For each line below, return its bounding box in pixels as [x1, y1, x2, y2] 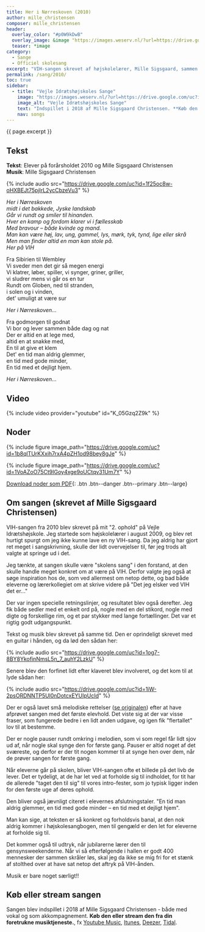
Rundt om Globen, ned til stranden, [6, 282, 95, 289]
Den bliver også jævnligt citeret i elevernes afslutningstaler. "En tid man [6, 798, 186, 805]
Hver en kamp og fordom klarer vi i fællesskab [6, 218, 123, 225]
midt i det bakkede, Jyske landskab [6, 205, 96, 213]
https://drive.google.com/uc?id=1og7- [64, 649, 160, 656]
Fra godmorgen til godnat [6, 318, 70, 326]
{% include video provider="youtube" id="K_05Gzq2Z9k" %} [6, 410, 160, 417]
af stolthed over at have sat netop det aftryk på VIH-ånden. [6, 860, 155, 867]
